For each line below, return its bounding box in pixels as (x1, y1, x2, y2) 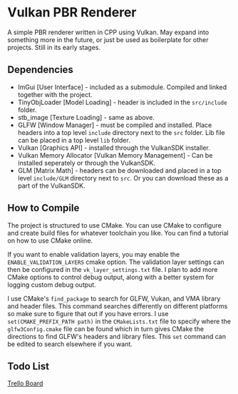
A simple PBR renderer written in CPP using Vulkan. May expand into (7, 28, 209, 36)
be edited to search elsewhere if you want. (7, 340, 133, 348)
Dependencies (7, 64, 73, 76)
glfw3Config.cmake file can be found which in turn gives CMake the (7, 324, 205, 333)
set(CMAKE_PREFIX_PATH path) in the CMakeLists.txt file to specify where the (7, 317, 232, 325)
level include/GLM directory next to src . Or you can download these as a (17, 173, 229, 182)
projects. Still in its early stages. (7, 43, 101, 51)
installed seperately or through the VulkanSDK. (17, 158, 155, 167)
